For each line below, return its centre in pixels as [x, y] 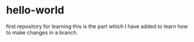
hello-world [35, 10]
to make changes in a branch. [42, 32]
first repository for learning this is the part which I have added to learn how [97, 26]
